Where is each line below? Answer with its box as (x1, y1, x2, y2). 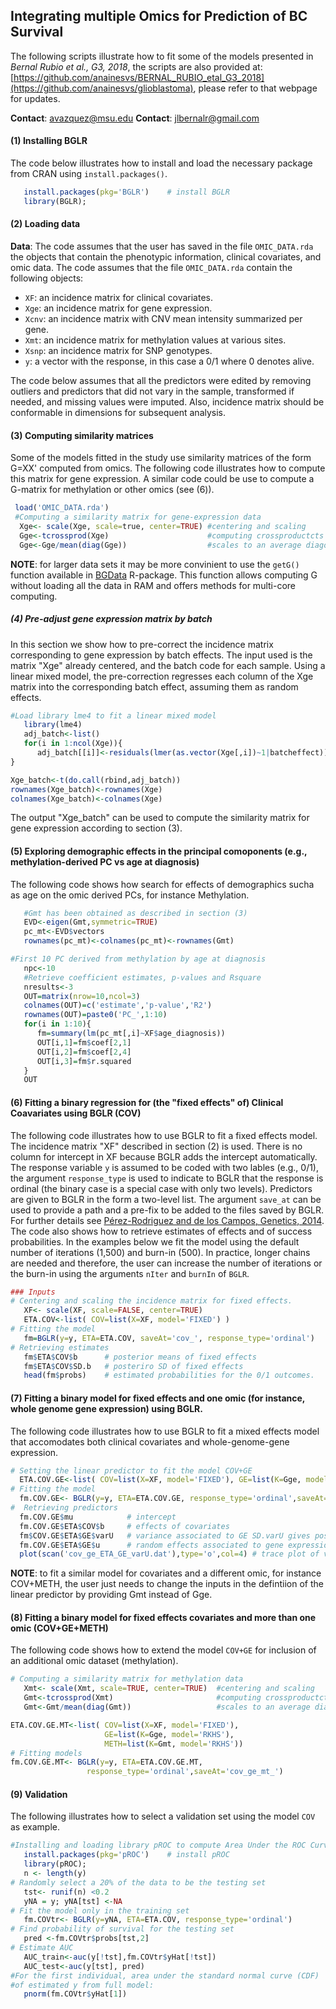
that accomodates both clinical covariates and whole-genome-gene (10, 1435, 290, 1448)
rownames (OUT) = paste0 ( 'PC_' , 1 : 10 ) (23, 1010, 168, 1020)
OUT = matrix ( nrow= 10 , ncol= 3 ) (23, 991, 141, 1001)
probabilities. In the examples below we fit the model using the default (10, 1235, 300, 1248)
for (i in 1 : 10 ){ (23, 1019, 92, 1029)
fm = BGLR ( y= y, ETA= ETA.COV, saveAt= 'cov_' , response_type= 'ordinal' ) (23, 1333, 315, 1343)
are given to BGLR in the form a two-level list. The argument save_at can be (10, 1193, 322, 1205)
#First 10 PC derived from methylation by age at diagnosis (10, 954, 267, 964)
